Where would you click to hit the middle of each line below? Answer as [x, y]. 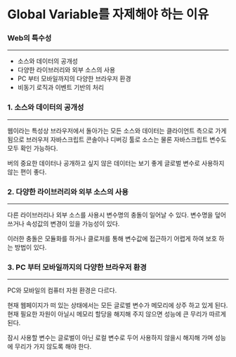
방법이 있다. [31, 248]
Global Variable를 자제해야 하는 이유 [108, 14]
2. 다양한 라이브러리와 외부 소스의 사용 [68, 191]
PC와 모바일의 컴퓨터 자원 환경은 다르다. [62, 290]
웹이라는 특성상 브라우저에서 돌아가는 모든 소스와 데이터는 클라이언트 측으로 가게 [117, 130]
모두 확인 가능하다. [33, 148]
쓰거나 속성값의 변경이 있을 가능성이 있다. [64, 224]
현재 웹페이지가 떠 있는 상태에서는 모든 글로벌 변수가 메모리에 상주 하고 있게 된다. [118, 305]
